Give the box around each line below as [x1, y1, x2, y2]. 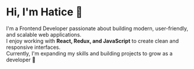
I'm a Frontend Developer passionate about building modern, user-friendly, [6, 25, 189, 32]
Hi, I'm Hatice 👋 [6, 5, 83, 19]
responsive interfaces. [6, 44, 61, 51]
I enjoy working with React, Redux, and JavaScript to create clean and [6, 37, 179, 44]
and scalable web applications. [6, 31, 82, 38]
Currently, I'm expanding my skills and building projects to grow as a [6, 50, 173, 57]
